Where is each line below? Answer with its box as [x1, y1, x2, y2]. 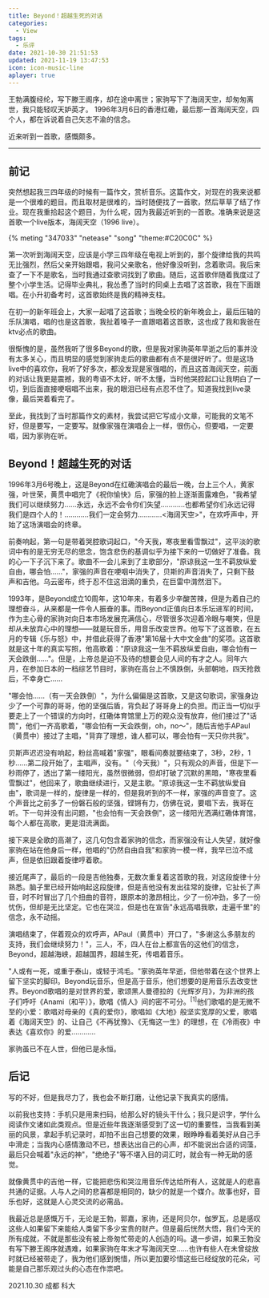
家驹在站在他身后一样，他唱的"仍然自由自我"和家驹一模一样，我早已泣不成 [8, 845, 254, 855]
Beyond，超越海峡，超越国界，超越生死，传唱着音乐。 [8, 949, 188, 959]
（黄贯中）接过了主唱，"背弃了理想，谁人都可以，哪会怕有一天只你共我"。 [8, 731, 254, 741]
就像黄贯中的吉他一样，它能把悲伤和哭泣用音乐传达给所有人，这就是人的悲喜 [8, 1176, 261, 1186]
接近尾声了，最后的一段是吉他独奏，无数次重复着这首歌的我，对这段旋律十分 [8, 873, 261, 882]
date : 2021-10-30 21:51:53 [8, 49, 98, 57]
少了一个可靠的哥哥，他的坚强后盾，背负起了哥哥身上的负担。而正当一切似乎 [8, 701, 261, 711]
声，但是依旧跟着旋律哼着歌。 [8, 855, 106, 865]
